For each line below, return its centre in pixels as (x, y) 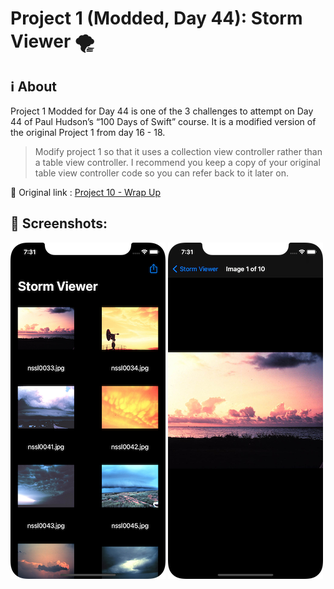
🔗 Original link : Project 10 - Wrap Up (85, 192)
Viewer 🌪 (52, 41)
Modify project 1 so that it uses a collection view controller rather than (178, 151)
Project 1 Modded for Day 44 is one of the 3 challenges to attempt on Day (162, 111)
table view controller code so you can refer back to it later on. (161, 173)
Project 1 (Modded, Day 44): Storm (156, 18)
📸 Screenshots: (59, 223)
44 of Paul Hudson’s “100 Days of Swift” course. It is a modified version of (163, 121)
